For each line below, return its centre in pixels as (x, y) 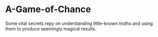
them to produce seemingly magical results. (51, 28)
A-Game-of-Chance (48, 9)
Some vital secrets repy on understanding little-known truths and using (79, 23)
